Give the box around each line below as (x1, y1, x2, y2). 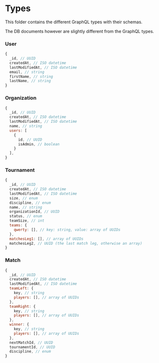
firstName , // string (9, 74, 53, 79)
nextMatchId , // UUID (9, 340, 53, 345)
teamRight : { (9, 304, 36, 309)
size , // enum (9, 196, 38, 200)
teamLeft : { (9, 286, 34, 291)
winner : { (9, 322, 29, 327)
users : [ (9, 128, 27, 133)
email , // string (9, 69, 45, 74)
